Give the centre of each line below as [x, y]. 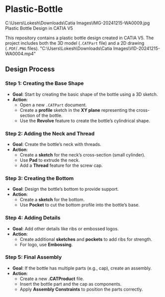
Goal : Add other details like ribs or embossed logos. [66, 228]
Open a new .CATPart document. [53, 105]
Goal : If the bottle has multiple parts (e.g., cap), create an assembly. [82, 268]
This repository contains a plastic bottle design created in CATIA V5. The [80, 38]
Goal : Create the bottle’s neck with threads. [57, 144]
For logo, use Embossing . [46, 244]
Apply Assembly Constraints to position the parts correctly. [81, 289]
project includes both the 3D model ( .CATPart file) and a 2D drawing [75, 43]
